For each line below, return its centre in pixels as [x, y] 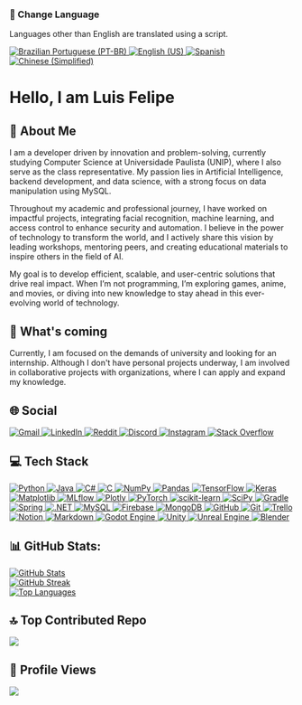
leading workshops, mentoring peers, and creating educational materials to [149, 247]
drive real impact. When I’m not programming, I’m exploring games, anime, [148, 284]
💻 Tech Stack [49, 461]
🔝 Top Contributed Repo [78, 620]
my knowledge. [38, 382]
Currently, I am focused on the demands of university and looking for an [143, 353]
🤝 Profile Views [53, 669]
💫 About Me [43, 131]
